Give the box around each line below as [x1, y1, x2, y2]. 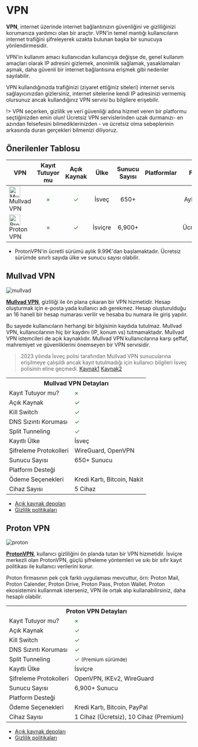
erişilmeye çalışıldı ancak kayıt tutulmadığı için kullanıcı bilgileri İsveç [20, 359, 187, 366]
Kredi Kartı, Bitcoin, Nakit [74, 475, 143, 483]
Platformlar [144, 168, 177, 177]
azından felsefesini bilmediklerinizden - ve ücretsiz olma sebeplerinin [6, 120, 174, 127]
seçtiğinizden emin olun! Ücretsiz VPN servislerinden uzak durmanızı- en [6, 113, 184, 121]
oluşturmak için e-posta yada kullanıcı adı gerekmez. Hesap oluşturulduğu [6, 304, 187, 311]
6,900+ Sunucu [74, 684, 118, 692]
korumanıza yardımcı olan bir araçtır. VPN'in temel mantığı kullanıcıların [6, 29, 179, 36]
